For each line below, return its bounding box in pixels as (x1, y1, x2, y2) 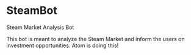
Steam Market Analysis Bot (6, 24, 74, 31)
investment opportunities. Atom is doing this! (6, 42, 119, 49)
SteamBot (6, 4, 58, 18)
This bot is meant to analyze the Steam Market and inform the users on (6, 35, 185, 42)
